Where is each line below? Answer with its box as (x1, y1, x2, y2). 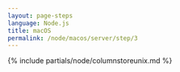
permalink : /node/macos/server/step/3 (7, 34, 138, 42)
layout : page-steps (7, 11, 73, 20)
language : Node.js (7, 19, 69, 27)
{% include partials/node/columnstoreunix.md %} (7, 56, 173, 66)
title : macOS (7, 26, 52, 34)
